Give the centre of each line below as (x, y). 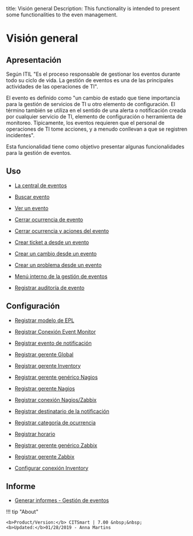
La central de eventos (41, 185)
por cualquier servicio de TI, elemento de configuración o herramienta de (94, 116)
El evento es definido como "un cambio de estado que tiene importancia (93, 98)
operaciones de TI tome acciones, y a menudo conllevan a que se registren (97, 129)
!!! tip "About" (22, 512)
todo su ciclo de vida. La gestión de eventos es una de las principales (90, 80)
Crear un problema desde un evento (58, 265)
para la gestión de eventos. (39, 153)
